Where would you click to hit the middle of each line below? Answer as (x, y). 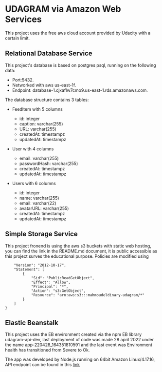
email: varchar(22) (38, 203)
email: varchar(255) (39, 158)
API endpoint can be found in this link (43, 365)
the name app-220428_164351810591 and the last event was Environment (79, 345)
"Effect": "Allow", (51, 282)
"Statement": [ (29, 269)
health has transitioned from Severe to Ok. (47, 350)
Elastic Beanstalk (32, 322)
